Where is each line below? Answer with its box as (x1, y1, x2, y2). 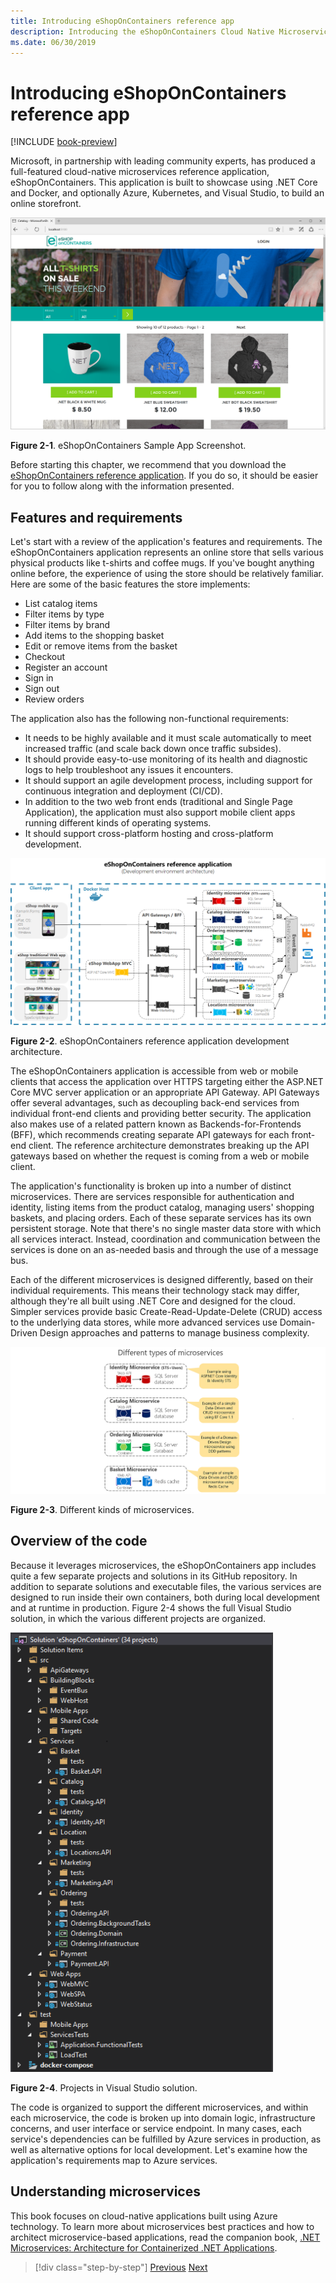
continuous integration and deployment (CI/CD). (24, 785, 223, 797)
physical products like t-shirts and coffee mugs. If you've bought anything (10, 557, 315, 569)
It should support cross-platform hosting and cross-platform (24, 828, 274, 840)
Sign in (24, 672, 54, 684)
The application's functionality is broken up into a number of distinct (10, 1180, 292, 1192)
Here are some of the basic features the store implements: (10, 578, 251, 590)
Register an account (24, 661, 108, 674)
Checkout (24, 651, 66, 663)
